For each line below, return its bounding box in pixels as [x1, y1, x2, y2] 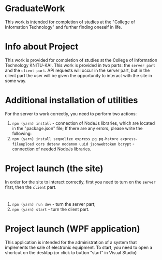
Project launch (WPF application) [5, 224, 140, 234]
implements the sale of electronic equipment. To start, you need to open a [5, 244, 152, 250]
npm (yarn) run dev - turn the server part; [12, 201, 96, 207]
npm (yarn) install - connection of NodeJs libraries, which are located [12, 120, 155, 126]
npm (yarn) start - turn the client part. [12, 206, 89, 212]
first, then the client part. [5, 184, 57, 190]
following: [12, 130, 32, 136]
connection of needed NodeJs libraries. [12, 146, 91, 152]
